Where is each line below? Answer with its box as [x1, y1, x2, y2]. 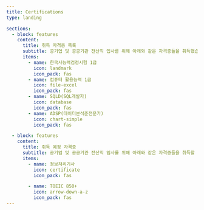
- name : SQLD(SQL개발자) [28, 94, 87, 100]
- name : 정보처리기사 [28, 161, 75, 167]
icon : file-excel [33, 82, 78, 88]
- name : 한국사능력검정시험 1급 [28, 59, 97, 66]
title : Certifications [6, 9, 64, 15]
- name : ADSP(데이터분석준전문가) [28, 110, 104, 116]
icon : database [33, 99, 72, 105]
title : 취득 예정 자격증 [22, 144, 76, 150]
